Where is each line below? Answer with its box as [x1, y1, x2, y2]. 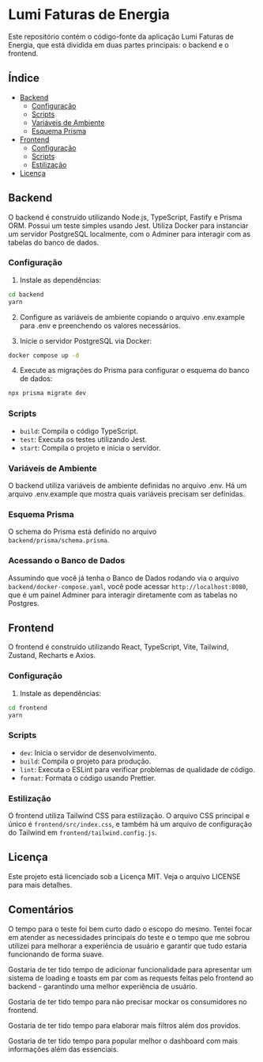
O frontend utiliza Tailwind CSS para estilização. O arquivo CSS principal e [8, 811, 250, 820]
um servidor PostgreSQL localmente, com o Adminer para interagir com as [8, 229, 251, 238]
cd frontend [8, 703, 47, 712]
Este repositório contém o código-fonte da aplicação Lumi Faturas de [8, 32, 235, 41]
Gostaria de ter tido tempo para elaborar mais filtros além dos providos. [8, 1020, 241, 1030]
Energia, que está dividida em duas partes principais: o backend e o [8, 40, 229, 49]
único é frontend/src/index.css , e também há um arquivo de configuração [8, 820, 253, 828]
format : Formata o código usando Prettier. [19, 773, 156, 782]
